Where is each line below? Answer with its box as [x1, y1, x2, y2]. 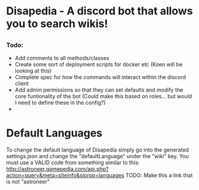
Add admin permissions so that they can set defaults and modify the [14, 86, 183, 94]
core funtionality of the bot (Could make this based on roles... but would [14, 92, 192, 99]
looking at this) [14, 67, 52, 74]
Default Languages [6, 126, 103, 140]
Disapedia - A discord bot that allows [6, 4, 193, 18]
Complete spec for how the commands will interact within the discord [14, 73, 186, 80]
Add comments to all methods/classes [14, 54, 109, 61]
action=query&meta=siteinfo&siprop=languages [6, 171, 124, 179]
